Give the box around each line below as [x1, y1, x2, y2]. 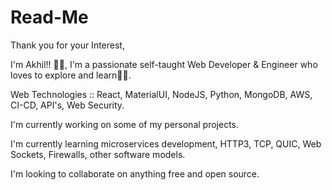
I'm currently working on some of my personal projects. [10, 118, 239, 130]
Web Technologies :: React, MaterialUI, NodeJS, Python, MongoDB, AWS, [10, 88, 313, 100]
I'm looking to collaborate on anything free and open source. [10, 167, 260, 180]
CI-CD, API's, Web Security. [10, 99, 125, 111]
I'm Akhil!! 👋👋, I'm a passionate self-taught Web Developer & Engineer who [10, 58, 318, 70]
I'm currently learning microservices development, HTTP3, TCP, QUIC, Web [10, 137, 322, 150]
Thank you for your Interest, [10, 39, 125, 51]
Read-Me [10, 6, 89, 29]
